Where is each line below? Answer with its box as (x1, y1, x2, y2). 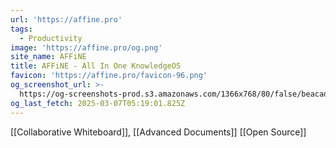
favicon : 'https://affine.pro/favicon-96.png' (10, 71, 208, 81)
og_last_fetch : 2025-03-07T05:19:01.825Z (10, 98, 186, 108)
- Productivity (19, 33, 83, 43)
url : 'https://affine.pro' (10, 14, 123, 25)
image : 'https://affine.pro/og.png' (10, 42, 163, 53)
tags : (10, 24, 33, 34)
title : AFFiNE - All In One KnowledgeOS (10, 61, 182, 71)
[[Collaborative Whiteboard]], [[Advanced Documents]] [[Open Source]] (10, 126, 307, 138)
